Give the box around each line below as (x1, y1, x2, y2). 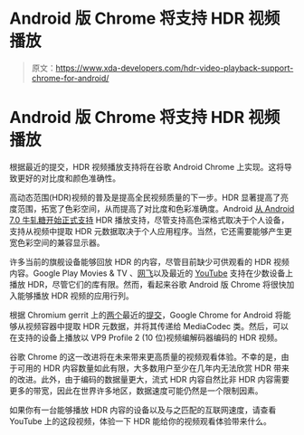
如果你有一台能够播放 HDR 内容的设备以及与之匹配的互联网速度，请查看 (9, 404, 277, 415)
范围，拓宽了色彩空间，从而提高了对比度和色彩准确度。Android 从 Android (16, 203, 295, 213)
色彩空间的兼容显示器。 (16, 237, 105, 248)
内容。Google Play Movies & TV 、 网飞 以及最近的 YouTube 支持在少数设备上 (9, 268, 294, 279)
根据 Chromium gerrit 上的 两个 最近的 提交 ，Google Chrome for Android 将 (9, 309, 283, 320)
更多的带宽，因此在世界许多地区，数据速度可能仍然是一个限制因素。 (9, 385, 263, 396)
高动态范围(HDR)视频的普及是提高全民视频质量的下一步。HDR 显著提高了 (9, 192, 281, 203)
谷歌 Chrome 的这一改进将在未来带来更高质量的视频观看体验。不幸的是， (9, 351, 282, 362)
